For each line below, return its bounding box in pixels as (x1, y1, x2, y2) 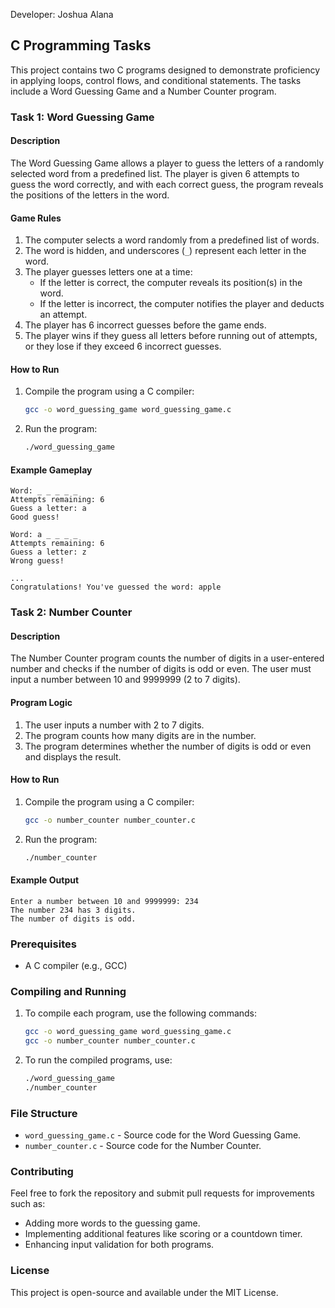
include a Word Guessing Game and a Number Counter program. (10, 85, 277, 97)
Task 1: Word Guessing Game (10, 110, 155, 124)
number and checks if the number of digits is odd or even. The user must (10, 663, 312, 675)
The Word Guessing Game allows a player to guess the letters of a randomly (10, 157, 324, 169)
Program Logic (10, 697, 73, 709)
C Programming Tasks (10, 37, 152, 54)
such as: (10, 1198, 46, 1210)
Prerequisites (10, 937, 77, 951)
